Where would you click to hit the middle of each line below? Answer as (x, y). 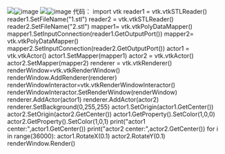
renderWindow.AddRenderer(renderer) (62, 78)
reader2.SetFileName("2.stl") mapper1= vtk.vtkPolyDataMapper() (100, 26)
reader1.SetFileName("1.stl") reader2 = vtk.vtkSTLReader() (90, 19)
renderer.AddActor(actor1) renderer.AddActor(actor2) (83, 99)
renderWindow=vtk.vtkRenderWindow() (64, 70)
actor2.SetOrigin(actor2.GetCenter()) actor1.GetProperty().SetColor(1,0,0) (111, 114)
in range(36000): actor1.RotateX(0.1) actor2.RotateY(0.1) (86, 136)
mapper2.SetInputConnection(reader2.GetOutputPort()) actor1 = (98, 48)
